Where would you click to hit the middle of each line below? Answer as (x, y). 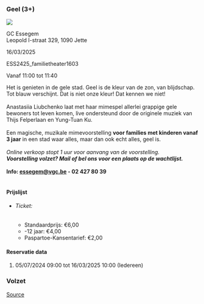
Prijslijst (17, 192)
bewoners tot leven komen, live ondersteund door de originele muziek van (100, 113)
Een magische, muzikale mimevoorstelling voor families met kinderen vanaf (102, 133)
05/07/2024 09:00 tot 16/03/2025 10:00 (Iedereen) (79, 265)
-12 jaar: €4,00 (43, 232)
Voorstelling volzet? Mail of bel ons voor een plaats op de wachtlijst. (95, 159)
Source (15, 294)
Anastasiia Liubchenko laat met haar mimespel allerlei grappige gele (92, 107)
